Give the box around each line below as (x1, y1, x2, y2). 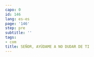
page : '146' (5, 21, 30, 26)
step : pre (5, 26, 26, 31)
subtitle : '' (5, 30, 32, 35)
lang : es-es (5, 16, 30, 21)
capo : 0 (5, 7, 21, 12)
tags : (5, 35, 16, 40)
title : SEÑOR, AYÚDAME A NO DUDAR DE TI (5, 44, 90, 49)
